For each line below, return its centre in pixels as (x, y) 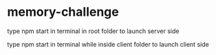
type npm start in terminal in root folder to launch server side (93, 31)
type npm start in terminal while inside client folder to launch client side (108, 44)
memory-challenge (63, 12)
